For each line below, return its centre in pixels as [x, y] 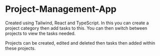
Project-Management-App [61, 9]
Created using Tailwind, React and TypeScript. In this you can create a [77, 23]
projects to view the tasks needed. [40, 33]
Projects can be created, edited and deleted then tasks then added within [80, 43]
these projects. [20, 48]
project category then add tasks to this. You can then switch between [76, 28]
